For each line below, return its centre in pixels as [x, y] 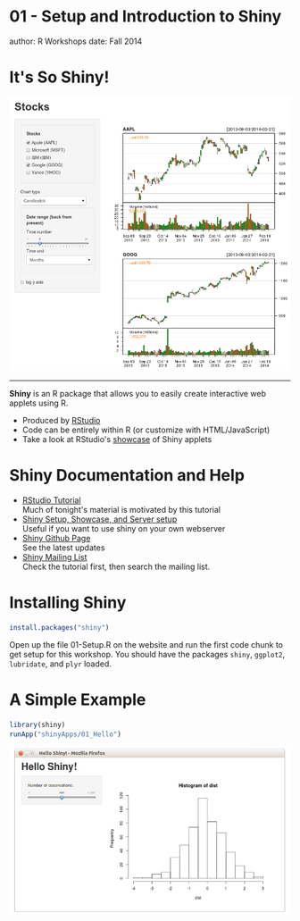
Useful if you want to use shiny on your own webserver [124, 528]
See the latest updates [63, 548]
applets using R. [39, 403]
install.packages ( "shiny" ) [59, 627]
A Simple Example [78, 699]
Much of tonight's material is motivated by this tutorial [121, 509]
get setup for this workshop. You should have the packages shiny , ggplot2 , [147, 654]
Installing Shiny [68, 603]
